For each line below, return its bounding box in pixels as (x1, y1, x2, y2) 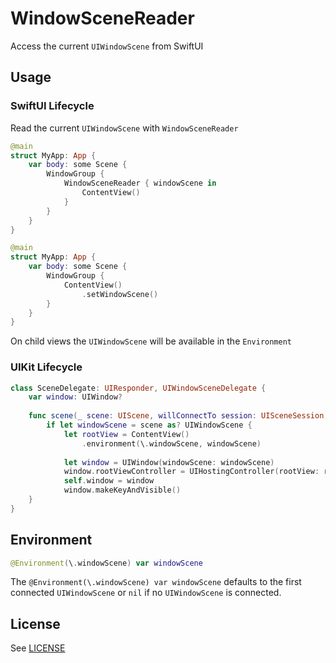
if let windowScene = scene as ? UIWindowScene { (46, 420, 253, 431)
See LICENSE (10, 642, 66, 654)
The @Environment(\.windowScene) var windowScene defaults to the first (10, 576, 302, 588)
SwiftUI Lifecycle (10, 99, 95, 113)
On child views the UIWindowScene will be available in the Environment (10, 335, 292, 347)
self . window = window (63, 476, 155, 486)
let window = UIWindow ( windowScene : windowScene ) (63, 457, 275, 467)
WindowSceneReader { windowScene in (63, 178, 217, 189)
